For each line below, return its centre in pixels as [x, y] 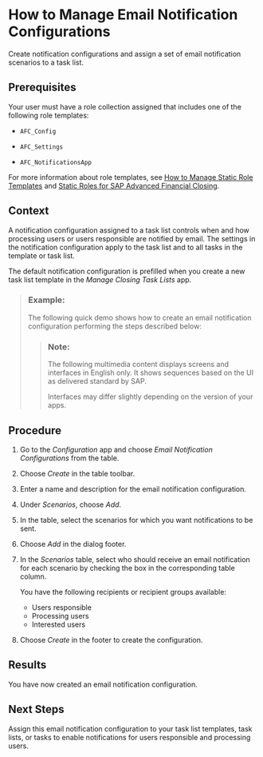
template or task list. [42, 255]
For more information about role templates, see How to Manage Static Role [131, 177]
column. [33, 576]
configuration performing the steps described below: [114, 326]
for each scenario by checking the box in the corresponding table [127, 568]
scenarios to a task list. [46, 62]
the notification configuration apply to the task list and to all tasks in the [126, 247]
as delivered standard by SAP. [97, 381]
